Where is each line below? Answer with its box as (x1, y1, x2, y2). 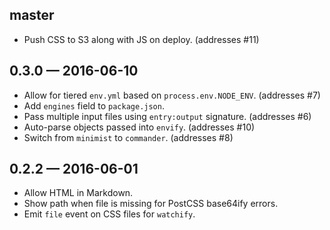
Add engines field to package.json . (23, 99, 165, 112)
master (9, 7, 55, 24)
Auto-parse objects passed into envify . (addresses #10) (23, 121, 256, 133)
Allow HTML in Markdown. (23, 187, 134, 199)
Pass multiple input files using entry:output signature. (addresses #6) (23, 110, 312, 122)
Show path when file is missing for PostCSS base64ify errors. (23, 198, 279, 210)
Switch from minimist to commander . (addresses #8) (23, 131, 234, 143)
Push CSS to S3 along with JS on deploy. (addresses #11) (23, 33, 260, 45)
